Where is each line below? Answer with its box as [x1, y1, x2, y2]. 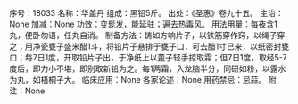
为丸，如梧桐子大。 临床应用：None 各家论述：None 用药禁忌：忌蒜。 [9, 75, 267, 84]
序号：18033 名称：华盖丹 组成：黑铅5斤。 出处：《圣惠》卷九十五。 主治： [9, 8, 284, 18]
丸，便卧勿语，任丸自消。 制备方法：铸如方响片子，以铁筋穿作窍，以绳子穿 [9, 30, 286, 40]
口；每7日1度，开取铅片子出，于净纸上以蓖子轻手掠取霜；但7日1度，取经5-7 [9, 52, 287, 62]
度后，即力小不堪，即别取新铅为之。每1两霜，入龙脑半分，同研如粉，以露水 [9, 63, 286, 74]
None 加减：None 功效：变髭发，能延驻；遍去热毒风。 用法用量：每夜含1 [9, 19, 278, 29]
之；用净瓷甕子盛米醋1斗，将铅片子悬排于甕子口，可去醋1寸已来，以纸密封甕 [9, 41, 290, 52]
